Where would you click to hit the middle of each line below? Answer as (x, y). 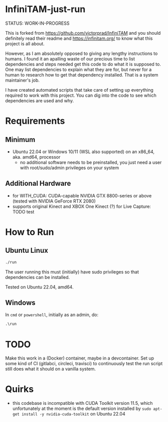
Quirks (20, 389)
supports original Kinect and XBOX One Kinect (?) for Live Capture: (82, 206)
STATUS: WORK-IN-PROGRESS (37, 23)
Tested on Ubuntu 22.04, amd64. (39, 287)
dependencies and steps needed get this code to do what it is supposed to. (83, 64)
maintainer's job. (23, 80)
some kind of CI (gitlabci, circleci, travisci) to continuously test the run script (84, 364)
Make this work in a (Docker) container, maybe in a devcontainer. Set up (80, 358)
